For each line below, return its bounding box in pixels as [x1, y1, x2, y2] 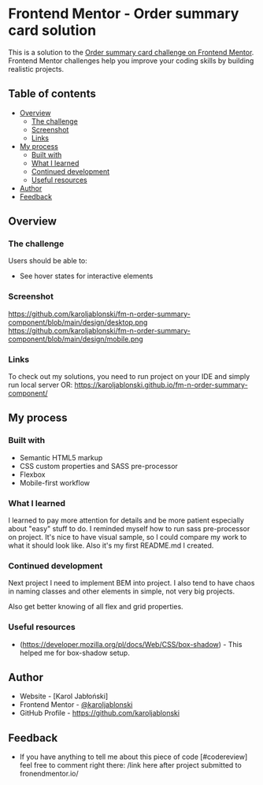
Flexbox [19, 470, 46, 479]
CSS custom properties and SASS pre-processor [19, 461, 179, 471]
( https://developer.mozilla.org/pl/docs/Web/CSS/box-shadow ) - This [19, 639, 243, 649]
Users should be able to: [8, 256, 88, 266]
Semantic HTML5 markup [19, 452, 103, 462]
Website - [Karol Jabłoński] [19, 691, 109, 701]
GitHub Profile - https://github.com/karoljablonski [19, 709, 180, 718]
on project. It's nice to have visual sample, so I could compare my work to [8, 533, 247, 542]
